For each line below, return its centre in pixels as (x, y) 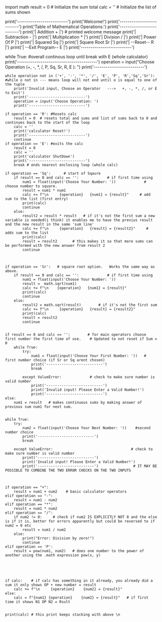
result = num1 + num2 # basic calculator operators (70, 492)
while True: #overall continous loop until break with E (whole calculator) (76, 57)
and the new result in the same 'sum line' (50, 224)
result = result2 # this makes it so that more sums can (88, 241)
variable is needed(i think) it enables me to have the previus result (79, 220)
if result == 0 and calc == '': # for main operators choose (76, 335)
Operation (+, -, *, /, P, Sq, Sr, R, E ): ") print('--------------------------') (76, 67)
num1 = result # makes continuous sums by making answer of (78, 402)
